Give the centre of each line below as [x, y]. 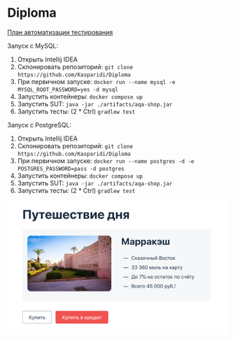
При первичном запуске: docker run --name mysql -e [96, 81]
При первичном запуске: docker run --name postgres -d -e [106, 161]
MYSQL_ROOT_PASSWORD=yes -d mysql [68, 90]
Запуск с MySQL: [33, 45]
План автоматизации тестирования [60, 32]
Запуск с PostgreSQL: [40, 125]
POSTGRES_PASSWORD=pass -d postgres [71, 169]
